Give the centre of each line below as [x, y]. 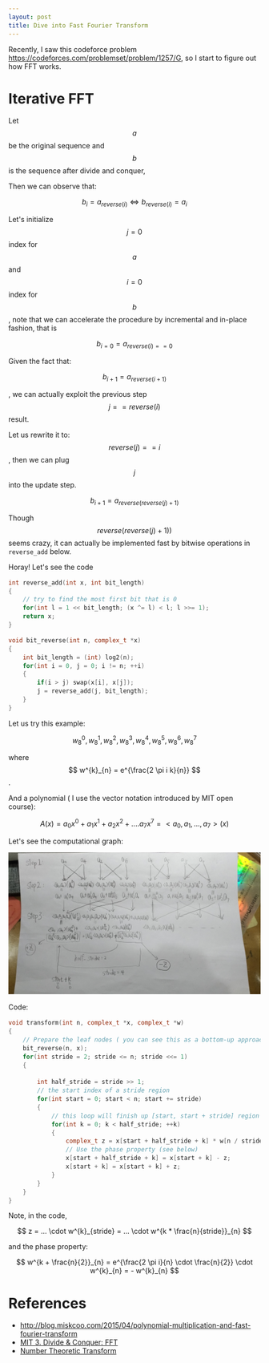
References [47, 1303]
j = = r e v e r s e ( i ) [134, 406]
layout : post [30, 17]
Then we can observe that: [53, 186]
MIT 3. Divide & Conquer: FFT [69, 1342]
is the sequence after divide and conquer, [77, 171]
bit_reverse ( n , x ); [55, 1048]
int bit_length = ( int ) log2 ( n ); [78, 657]
